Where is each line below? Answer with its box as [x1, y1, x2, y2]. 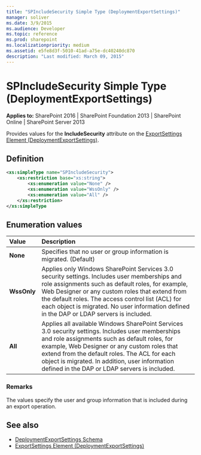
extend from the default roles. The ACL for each [41, 349, 176, 358]
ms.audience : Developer [6, 25, 66, 32]
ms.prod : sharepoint [6, 37, 58, 43]
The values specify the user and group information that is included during [6, 396, 188, 403]
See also [6, 420, 39, 430]
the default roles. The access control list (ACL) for [41, 295, 182, 303]
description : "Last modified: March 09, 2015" [6, 53, 124, 59]
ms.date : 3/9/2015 [6, 20, 52, 26]
